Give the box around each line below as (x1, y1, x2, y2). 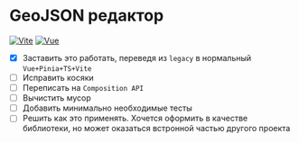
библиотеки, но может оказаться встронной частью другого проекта (22, 123, 291, 134)
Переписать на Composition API (22, 83, 145, 93)
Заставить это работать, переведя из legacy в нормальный (22, 52, 252, 63)
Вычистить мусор (22, 93, 92, 103)
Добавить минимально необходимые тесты (22, 102, 192, 113)
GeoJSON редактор (9, 5, 164, 26)
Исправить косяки (22, 73, 95, 83)
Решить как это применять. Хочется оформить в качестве (22, 113, 248, 124)
